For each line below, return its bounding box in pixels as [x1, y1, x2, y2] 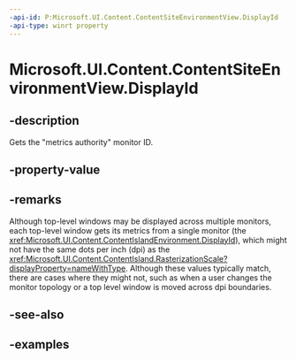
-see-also [9, 307, 65, 323]
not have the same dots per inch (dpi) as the [9, 244, 171, 255]
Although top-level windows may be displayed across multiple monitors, [9, 216, 272, 226]
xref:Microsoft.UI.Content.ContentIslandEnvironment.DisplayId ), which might [9, 234, 287, 245]
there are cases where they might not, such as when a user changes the [9, 272, 272, 283]
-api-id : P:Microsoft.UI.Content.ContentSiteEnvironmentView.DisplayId [9, 12, 278, 22]
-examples [9, 337, 70, 352]
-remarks [9, 192, 62, 208]
